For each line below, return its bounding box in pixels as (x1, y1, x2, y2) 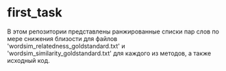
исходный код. (7, 56, 50, 64)
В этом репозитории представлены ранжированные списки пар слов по (7, 27, 220, 35)
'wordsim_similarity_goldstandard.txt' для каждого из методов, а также (7, 49, 212, 57)
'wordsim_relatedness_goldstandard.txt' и (7, 42, 125, 50)
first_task (7, 5, 63, 20)
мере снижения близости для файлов (7, 34, 118, 42)
